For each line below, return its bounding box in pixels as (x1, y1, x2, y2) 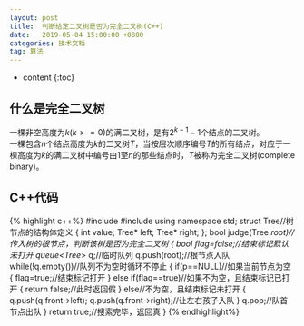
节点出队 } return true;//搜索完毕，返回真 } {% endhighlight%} (9, 306, 240, 318)
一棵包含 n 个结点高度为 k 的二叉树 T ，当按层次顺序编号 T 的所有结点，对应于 (9, 138, 284, 149)
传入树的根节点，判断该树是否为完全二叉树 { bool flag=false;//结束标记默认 (9, 238, 289, 250)
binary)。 (9, 161, 44, 172)
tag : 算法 (9, 47, 44, 56)
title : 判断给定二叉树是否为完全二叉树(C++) (9, 22, 164, 31)
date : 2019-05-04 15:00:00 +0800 (9, 30, 144, 39)
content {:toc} (22, 72, 75, 83)
